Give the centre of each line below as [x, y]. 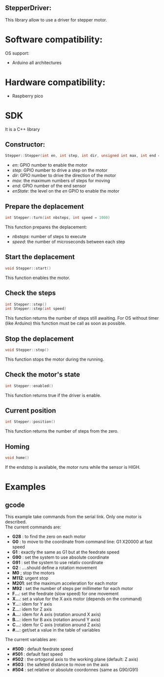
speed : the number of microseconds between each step [69, 242]
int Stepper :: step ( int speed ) [36, 309]
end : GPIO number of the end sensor [49, 186]
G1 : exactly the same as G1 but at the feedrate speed [66, 552]
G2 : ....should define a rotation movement [54, 568]
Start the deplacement [40, 257]
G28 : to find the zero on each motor [49, 536]
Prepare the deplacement [44, 207]
